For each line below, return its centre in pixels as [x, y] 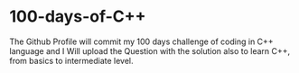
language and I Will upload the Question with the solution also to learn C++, [150, 50]
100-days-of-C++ [78, 17]
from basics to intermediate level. [71, 60]
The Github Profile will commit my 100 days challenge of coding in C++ [141, 41]
